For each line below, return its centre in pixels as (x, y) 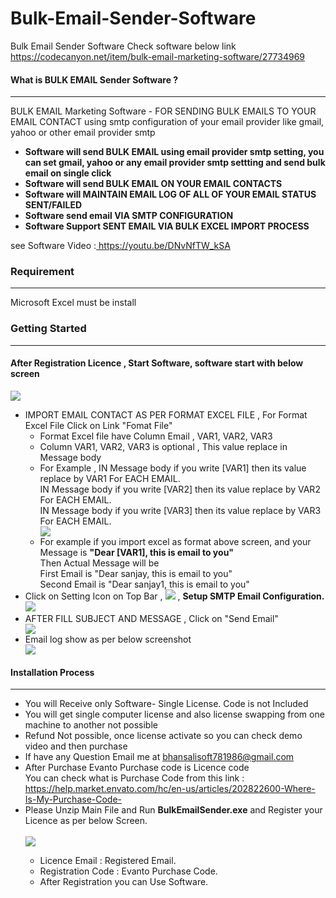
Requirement (42, 272)
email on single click (68, 173)
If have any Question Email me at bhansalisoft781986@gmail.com (159, 757)
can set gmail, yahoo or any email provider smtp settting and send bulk (175, 163)
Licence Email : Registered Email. (108, 861)
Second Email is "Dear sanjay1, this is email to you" (144, 584)
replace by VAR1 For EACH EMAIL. (110, 478)
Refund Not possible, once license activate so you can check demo (163, 736)
